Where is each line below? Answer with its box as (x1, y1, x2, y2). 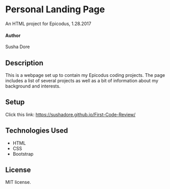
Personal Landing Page (5, 4, 105, 15)
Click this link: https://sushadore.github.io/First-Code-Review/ (5, 111, 136, 117)
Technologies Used (5, 127, 68, 135)
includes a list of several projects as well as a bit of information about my (5, 77, 159, 83)
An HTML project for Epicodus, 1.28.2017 (5, 20, 91, 27)
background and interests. (5, 83, 61, 89)
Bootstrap (12, 151, 34, 157)
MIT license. (5, 179, 32, 185)
